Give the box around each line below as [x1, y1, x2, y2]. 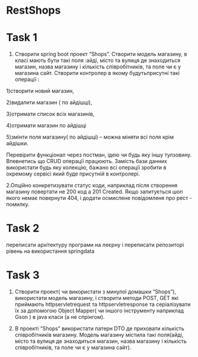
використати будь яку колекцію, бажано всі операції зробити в [6, 164, 167, 171]
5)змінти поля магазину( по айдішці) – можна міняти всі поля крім [6, 133, 174, 140]
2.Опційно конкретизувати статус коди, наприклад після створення [6, 182, 178, 189]
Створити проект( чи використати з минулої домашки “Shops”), [14, 288, 177, 295]
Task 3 [6, 268, 40, 282]
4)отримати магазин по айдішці [6, 122, 87, 129]
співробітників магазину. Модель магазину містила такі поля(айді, [14, 331, 184, 338]
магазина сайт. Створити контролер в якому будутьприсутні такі [14, 70, 180, 77]
